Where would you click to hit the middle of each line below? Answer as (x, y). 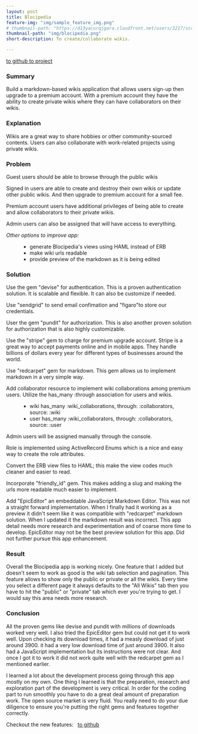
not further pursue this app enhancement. (57, 539)
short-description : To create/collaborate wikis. (68, 39)
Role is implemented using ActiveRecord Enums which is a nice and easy (95, 448)
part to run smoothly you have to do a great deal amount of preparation (93, 694)
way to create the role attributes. (46, 454)
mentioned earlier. (28, 664)
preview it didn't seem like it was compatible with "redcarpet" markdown (94, 514)
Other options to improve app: (43, 235)
